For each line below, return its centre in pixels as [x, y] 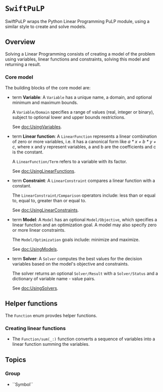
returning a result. [23, 64]
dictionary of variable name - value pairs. [54, 279]
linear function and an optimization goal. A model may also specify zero [84, 225]
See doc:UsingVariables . [37, 127]
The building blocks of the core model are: [48, 88]
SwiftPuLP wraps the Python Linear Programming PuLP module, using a [77, 21]
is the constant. [28, 152]
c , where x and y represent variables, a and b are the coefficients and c [84, 147]
